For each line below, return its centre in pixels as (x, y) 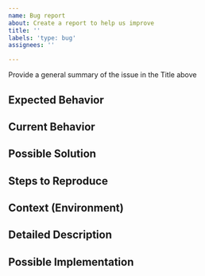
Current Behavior (52, 127)
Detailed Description (60, 235)
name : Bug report (37, 16)
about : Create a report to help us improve (81, 23)
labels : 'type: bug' (43, 38)
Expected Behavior (56, 100)
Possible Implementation (71, 262)
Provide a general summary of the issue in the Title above (102, 75)
